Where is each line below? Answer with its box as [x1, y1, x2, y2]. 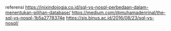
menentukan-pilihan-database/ [5, 9, 70, 15]
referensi [5, 4, 25, 10]
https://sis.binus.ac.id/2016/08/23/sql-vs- [66, 15, 155, 20]
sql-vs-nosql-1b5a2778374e [5, 15, 65, 20]
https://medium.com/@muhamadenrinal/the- [71, 9, 166, 15]
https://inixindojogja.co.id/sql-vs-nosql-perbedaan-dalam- [25, 4, 149, 10]
